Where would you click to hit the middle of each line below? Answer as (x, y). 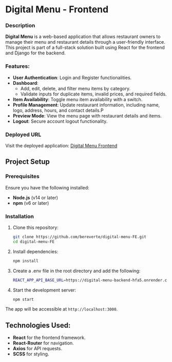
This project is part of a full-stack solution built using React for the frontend (85, 48)
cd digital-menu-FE (34, 242)
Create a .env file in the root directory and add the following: (77, 271)
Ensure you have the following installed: (47, 187)
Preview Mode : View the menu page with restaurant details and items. (87, 116)
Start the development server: (44, 290)
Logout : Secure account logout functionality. (60, 121)
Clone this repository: (35, 227)
